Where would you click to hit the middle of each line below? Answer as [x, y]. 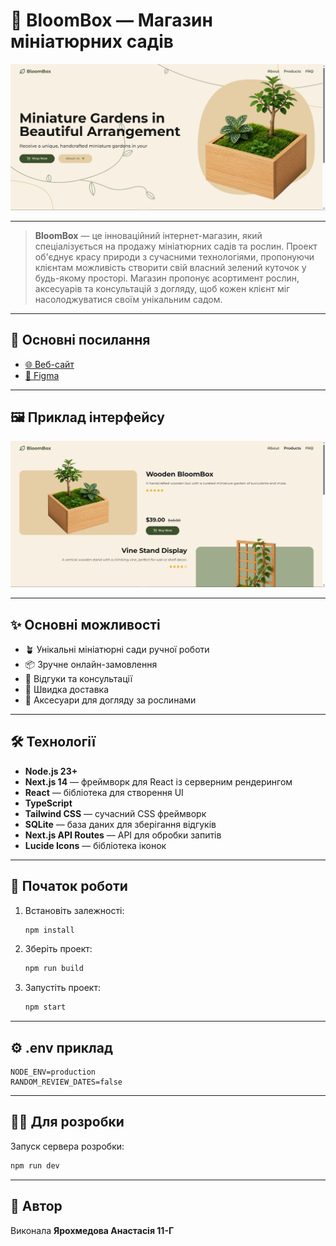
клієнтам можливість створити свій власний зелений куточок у [170, 267]
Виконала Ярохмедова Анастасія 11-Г [92, 1230]
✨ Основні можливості [85, 624]
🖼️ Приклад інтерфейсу [87, 417]
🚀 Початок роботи [69, 886]
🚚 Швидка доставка [67, 689]
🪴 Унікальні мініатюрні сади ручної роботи [117, 649]
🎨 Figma [42, 375]
